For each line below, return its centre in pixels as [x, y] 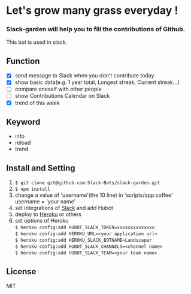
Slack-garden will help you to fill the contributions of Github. [96, 29]
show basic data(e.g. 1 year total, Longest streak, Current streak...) [97, 82]
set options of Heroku [42, 221]
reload [23, 143]
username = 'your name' [45, 202]
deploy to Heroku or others [48, 214]
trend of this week [37, 103]
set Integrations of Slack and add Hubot [64, 208]
